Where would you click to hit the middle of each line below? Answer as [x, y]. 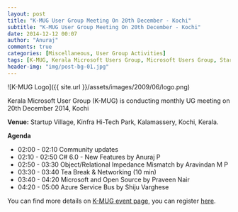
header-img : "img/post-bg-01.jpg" [58, 67]
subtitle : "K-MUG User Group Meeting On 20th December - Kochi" [104, 27]
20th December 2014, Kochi [48, 108]
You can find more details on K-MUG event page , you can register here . [112, 201]
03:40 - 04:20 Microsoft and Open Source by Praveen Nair [103, 179]
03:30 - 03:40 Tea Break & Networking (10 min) [87, 172]
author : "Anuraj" [33, 40]
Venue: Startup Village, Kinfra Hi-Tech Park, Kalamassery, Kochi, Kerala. [113, 122]
